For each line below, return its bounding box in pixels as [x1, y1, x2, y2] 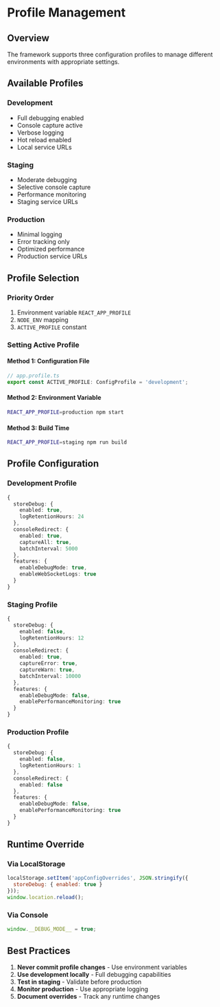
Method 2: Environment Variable [7, 394, 101, 402]
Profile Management [7, 5, 126, 21]
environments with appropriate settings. [7, 58, 120, 66]
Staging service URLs [16, 197, 79, 205]
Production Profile [7, 727, 69, 737]
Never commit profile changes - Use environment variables [16, 963, 187, 971]
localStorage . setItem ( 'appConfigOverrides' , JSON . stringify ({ [7, 874, 188, 882]
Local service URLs [16, 143, 72, 151]
